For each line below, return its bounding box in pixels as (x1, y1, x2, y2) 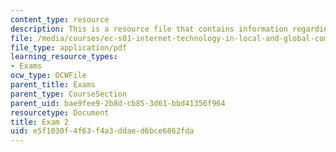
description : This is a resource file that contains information (10, 24, 288, 34)
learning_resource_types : (10, 52, 118, 62)
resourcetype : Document (10, 107, 110, 118)
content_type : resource (10, 14, 110, 25)
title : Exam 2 (10, 117, 70, 127)
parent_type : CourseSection (10, 89, 128, 99)
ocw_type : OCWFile (10, 71, 87, 81)
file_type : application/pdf (10, 42, 128, 53)
